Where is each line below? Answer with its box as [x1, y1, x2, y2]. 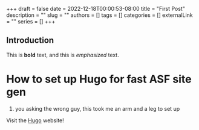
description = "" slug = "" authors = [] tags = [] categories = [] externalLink [6, 11, 193, 19]
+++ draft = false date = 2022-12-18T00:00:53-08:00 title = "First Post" [6, 5, 186, 12]
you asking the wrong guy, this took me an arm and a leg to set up [15, 105, 180, 112]
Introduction [6, 36, 54, 46]
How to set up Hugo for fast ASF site [6, 72, 192, 86]
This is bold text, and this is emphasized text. [6, 51, 119, 58]
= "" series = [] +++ [6, 18, 56, 25]
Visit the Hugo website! [6, 117, 65, 124]
